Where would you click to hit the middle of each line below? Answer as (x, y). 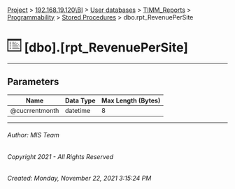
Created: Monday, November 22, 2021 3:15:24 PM (79, 179)
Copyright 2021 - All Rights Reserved (60, 156)
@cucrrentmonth (35, 111)
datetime (78, 111)
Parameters (33, 81)
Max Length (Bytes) (131, 100)
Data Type (80, 100)
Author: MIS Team (33, 135)
